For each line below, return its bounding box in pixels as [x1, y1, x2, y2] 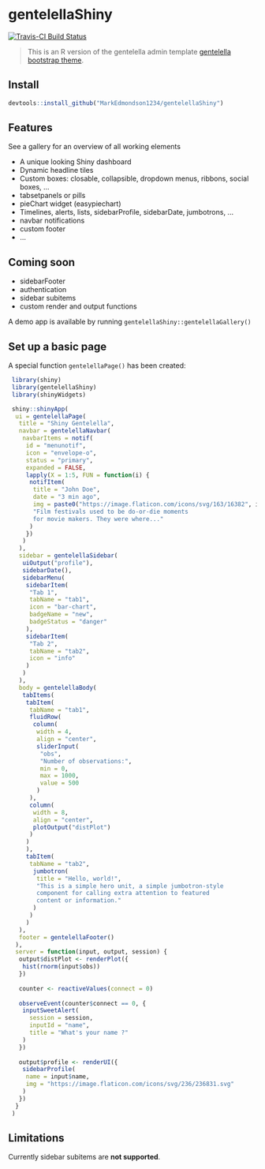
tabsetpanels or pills [19, 191, 86, 200]
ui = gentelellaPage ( [15, 412, 87, 420]
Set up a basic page [8, 339, 107, 353]
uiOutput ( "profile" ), [22, 559, 93, 568]
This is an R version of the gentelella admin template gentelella [27, 47, 231, 56]
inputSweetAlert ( [22, 1006, 80, 1015]
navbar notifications [19, 215, 85, 226]
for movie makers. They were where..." [32, 515, 164, 523]
